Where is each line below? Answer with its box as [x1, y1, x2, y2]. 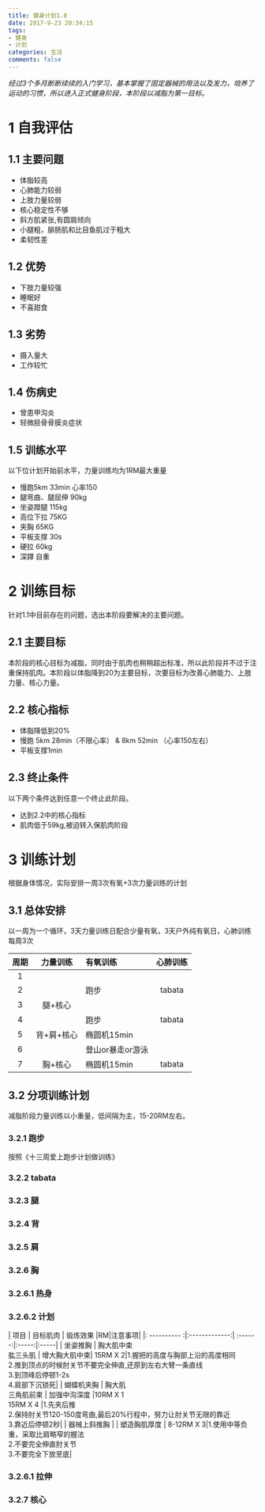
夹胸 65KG [19, 522, 54, 532]
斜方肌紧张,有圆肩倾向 [19, 214, 91, 224]
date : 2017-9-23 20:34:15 [8, 19, 93, 27]
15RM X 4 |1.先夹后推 [8, 1400, 77, 1409]
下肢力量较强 [19, 282, 62, 292]
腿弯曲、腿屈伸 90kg [19, 492, 88, 502]
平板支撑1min [19, 745, 63, 755]
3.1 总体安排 [8, 904, 66, 917]
